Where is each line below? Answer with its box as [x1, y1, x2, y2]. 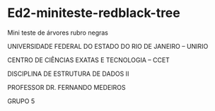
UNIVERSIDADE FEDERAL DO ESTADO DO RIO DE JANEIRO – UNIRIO [7, 42, 209, 50]
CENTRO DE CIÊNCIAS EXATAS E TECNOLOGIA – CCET [7, 55, 170, 64]
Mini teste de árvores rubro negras [7, 28, 108, 37]
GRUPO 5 [7, 97, 35, 105]
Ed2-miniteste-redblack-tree [7, 5, 180, 21]
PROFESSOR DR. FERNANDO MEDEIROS [7, 83, 126, 91]
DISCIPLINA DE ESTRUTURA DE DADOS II [7, 69, 129, 78]
